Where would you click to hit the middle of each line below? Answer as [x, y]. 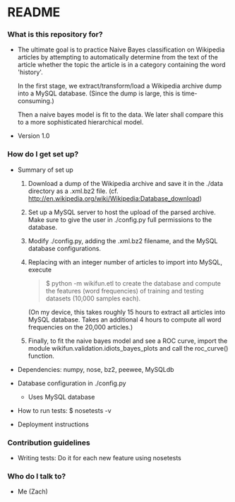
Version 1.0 [34, 136]
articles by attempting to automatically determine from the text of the [118, 57]
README [34, 12]
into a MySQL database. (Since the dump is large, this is [99, 93]
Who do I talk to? [37, 476]
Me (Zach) [32, 491]
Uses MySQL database [61, 397]
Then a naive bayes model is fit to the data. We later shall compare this [120, 115]
